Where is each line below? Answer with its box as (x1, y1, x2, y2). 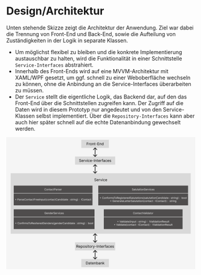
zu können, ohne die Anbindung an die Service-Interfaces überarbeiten (14, 80, 192, 88)
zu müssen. (14, 86, 44, 94)
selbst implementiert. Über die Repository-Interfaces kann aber (35, 112, 195, 119)
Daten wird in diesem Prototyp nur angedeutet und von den (14, 106, 162, 113)
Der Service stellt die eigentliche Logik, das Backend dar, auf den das (14, 93, 187, 100)
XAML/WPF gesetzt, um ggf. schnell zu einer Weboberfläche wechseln (14, 74, 191, 81)
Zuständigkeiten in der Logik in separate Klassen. (6, 37, 128, 44)
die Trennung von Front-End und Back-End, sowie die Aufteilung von (6, 30, 176, 37)
